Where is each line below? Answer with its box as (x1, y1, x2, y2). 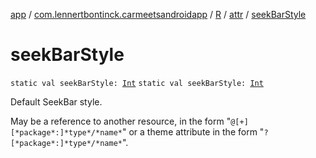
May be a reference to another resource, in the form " (10, 115, 232, 127)
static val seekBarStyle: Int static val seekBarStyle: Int (10, 78, 264, 88)
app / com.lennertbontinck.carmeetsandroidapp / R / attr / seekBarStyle (10, 9, 307, 20)
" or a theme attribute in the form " (121, 125, 265, 138)
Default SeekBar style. (10, 95, 103, 108)
